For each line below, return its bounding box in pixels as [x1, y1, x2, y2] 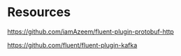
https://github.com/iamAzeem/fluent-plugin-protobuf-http [7, 27, 175, 36]
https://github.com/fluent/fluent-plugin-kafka [7, 41, 138, 49]
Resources [7, 4, 71, 20]
